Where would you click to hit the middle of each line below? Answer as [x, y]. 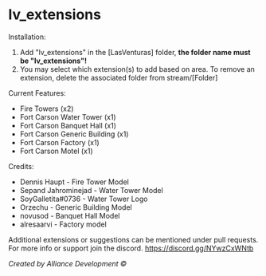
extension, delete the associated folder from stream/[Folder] [119, 77]
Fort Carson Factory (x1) [59, 142]
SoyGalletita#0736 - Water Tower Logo [84, 199]
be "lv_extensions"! [53, 61]
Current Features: [37, 93]
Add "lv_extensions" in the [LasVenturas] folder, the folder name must [135, 52]
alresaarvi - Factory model [63, 224]
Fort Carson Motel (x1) [56, 151]
